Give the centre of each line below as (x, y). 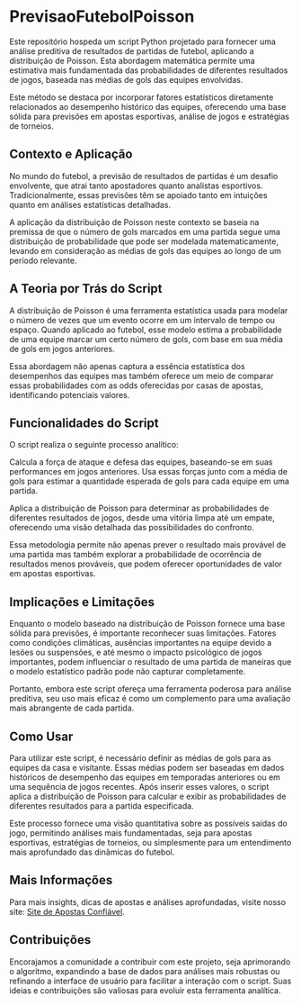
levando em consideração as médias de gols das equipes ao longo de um (145, 250)
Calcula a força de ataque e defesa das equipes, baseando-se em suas (141, 462)
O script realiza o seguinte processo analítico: (94, 445)
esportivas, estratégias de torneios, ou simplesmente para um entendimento (150, 842)
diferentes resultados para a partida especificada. (102, 806)
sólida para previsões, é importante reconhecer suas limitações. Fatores (143, 633)
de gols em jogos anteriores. (62, 349)
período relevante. (43, 260)
